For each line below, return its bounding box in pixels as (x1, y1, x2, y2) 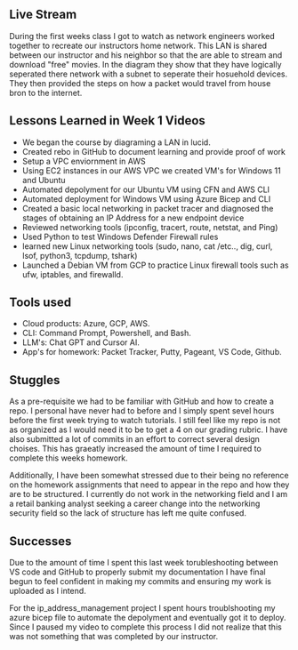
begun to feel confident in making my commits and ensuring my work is (9, 576, 271, 587)
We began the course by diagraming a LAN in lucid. (21, 137, 211, 148)
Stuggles (9, 373, 60, 388)
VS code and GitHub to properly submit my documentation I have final (9, 566, 266, 577)
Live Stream (9, 7, 77, 22)
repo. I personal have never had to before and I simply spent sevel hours (9, 405, 275, 416)
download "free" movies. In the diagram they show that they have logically (9, 59, 282, 69)
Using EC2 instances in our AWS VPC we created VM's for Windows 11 (21, 165, 282, 176)
